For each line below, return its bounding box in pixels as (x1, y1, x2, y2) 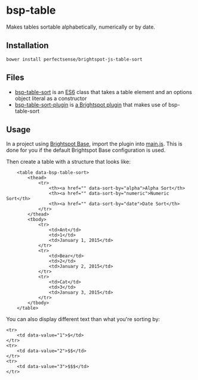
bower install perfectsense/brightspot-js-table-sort (6, 56, 143, 63)
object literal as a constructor (14, 95, 87, 102)
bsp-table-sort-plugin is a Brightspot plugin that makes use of (14, 101, 167, 108)
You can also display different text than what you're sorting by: (6, 316, 160, 323)
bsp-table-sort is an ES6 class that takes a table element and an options (14, 88, 193, 95)
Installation (6, 41, 49, 51)
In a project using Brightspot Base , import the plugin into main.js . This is (6, 141, 183, 148)
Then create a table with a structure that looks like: (6, 158, 131, 166)
